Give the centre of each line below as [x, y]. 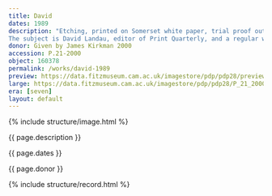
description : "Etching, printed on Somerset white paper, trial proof [130, 31]
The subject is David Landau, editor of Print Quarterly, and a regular [134, 38]
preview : [23, 76]
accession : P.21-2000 [45, 53]
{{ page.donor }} [36, 169]
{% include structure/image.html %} [68, 121]
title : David [30, 16]
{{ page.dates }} [35, 153]
